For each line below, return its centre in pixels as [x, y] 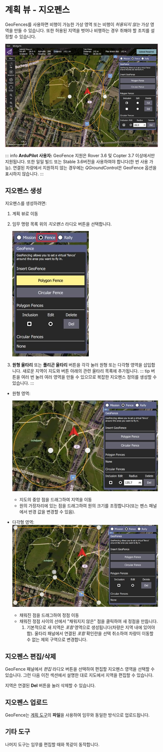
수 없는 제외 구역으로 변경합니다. [57, 640]
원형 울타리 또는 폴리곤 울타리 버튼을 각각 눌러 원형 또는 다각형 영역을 [77, 365]
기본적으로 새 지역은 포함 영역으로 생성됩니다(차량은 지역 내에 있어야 [91, 627]
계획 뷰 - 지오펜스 [38, 10]
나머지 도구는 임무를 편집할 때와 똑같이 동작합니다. [52, 744]
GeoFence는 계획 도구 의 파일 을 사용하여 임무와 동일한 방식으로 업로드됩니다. [77, 715]
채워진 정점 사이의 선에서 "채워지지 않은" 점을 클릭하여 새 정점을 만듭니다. [89, 622]
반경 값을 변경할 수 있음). [52, 512]
